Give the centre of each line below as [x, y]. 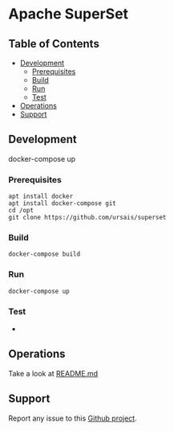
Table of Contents [54, 44]
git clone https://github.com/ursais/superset [87, 218]
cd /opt [21, 211]
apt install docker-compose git [62, 203]
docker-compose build [45, 254]
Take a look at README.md [53, 373]
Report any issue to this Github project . [73, 418]
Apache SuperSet [69, 14]
